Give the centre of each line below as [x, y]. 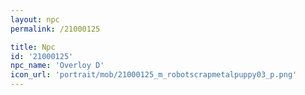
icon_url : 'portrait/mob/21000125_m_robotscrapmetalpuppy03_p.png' [154, 75]
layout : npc [35, 19]
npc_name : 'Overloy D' [57, 66]
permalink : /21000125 [55, 29]
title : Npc [33, 47]
